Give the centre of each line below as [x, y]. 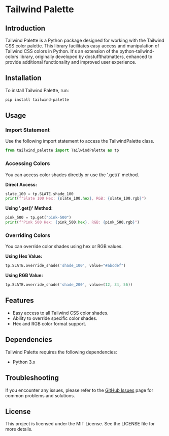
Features [20, 301]
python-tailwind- [137, 51]
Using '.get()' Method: [29, 208]
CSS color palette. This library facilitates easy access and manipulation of [82, 46]
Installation [23, 78]
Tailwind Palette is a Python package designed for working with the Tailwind [85, 40]
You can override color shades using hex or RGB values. [64, 247]
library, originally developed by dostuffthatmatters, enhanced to [86, 57]
